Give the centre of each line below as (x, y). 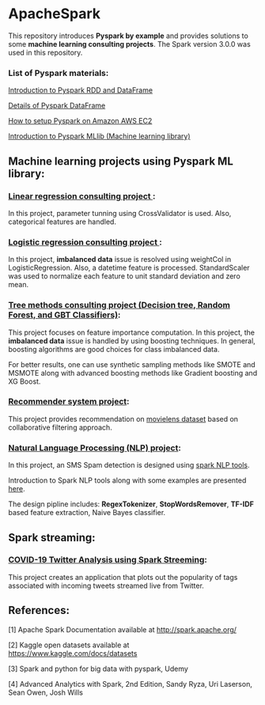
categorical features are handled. (62, 222)
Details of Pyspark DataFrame (57, 106)
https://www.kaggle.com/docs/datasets (73, 653)
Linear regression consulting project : (82, 196)
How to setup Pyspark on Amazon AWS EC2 (80, 121)
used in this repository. (45, 52)
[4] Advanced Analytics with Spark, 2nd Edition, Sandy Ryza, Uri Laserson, (131, 684)
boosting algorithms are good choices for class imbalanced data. (114, 349)
